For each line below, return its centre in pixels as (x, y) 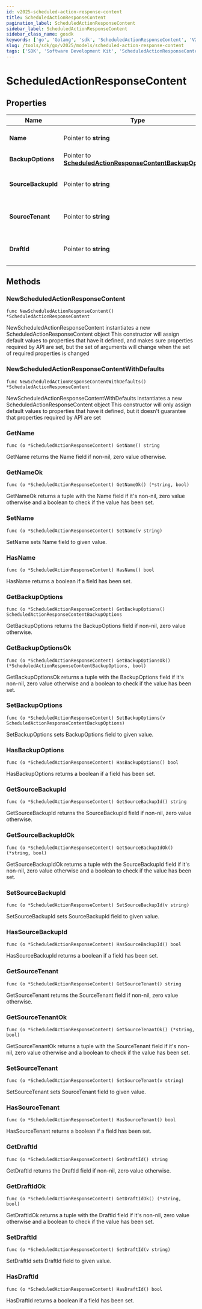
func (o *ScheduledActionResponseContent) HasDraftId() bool (84, 1289)
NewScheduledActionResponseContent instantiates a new (78, 328)
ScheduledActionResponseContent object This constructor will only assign (99, 405)
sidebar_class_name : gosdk (40, 34)
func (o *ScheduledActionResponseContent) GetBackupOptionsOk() (88, 661)
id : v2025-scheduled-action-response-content (64, 12)
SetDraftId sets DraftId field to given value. (59, 1261)
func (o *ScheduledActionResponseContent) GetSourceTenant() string (94, 984)
